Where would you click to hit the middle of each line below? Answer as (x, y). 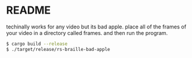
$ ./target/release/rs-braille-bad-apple (58, 49)
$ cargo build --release (37, 44)
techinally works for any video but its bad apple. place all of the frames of (96, 27)
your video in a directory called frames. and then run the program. (87, 33)
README (29, 10)
